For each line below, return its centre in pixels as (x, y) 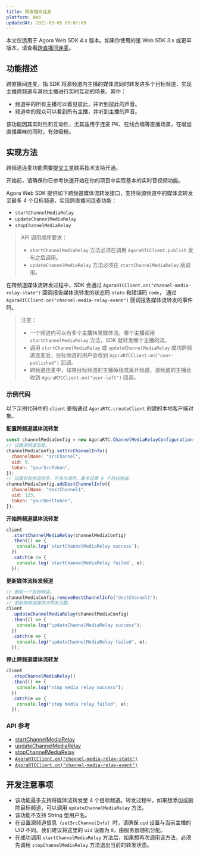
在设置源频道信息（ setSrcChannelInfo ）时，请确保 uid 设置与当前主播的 (103, 822)
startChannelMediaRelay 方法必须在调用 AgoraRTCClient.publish (108, 250)
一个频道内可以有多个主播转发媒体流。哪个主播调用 (92, 333)
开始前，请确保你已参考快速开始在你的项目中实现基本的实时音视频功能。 (95, 180)
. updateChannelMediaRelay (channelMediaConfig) (70, 614)
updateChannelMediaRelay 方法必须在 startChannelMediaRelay (104, 265)
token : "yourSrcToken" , (41, 468)
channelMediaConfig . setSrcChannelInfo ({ (57, 451)
